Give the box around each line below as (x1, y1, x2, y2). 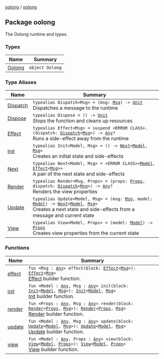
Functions (5, 244, 29, 251)
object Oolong (29, 65, 62, 70)
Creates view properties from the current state (32, 230, 139, 236)
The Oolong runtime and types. (5, 31, 68, 37)
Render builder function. (28, 310, 84, 317)
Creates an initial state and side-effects (32, 153, 123, 160)
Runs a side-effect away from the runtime (32, 135, 129, 142)
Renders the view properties (32, 188, 98, 195)
